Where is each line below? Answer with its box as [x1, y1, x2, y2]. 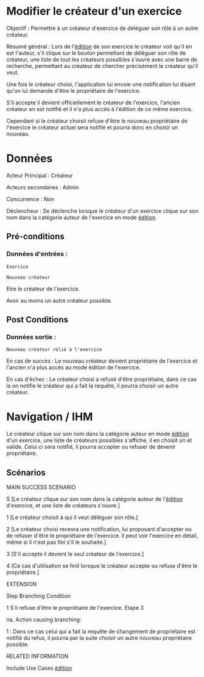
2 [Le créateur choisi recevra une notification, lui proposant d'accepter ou [6, 526, 192, 532]
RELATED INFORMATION [6, 653, 69, 660]
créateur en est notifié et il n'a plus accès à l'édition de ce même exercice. [6, 105, 193, 112]
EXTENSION [6, 581, 37, 587]
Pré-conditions [6, 231, 65, 242]
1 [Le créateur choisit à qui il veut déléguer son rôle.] [6, 514, 138, 521]
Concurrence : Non [6, 195, 55, 203]
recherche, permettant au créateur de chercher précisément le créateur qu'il [6, 62, 199, 70]
